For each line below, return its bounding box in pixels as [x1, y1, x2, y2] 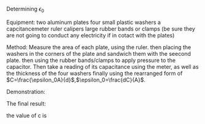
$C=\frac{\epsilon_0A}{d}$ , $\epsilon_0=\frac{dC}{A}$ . [6, 76, 146, 83]
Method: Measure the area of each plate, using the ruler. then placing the [6, 43, 191, 51]
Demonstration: [6, 88, 45, 95]
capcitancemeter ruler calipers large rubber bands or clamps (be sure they [6, 25, 195, 33]
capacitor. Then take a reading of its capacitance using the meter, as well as [6, 63, 199, 70]
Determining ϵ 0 [6, 6, 45, 14]
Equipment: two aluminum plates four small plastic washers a [6, 18, 161, 26]
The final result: [6, 99, 46, 107]
